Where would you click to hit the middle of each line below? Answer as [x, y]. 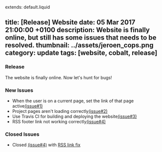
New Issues [19, 90]
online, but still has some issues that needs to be [81, 38]
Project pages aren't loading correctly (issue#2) [60, 111]
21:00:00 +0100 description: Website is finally [78, 30]
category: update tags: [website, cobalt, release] [81, 53]
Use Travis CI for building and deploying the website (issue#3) [74, 116]
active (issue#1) [27, 106]
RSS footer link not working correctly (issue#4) [59, 121]
